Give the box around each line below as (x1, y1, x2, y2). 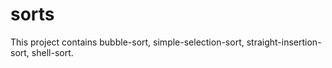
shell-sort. (31, 46, 74, 58)
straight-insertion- (246, 36, 322, 48)
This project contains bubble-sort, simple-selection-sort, (10, 36, 245, 48)
